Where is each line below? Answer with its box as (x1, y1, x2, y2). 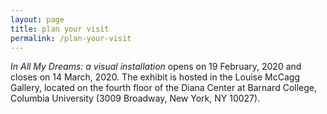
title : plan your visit (10, 24, 110, 34)
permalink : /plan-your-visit (10, 33, 132, 43)
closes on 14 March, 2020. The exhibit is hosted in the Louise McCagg (10, 71, 300, 83)
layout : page (10, 14, 65, 25)
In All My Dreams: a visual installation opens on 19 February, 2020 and (10, 61, 302, 73)
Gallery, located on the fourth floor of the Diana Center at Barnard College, (10, 82, 318, 94)
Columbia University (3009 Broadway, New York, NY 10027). (10, 92, 261, 105)
